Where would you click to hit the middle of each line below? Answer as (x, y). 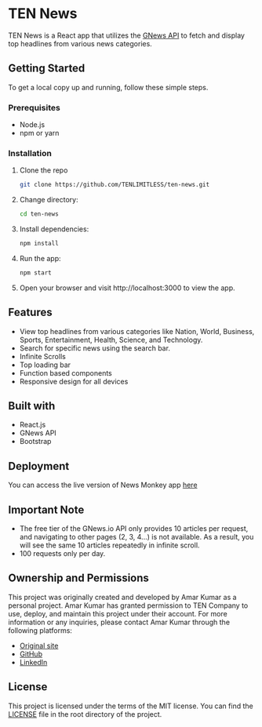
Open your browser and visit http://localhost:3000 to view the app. (127, 288)
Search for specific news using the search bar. (95, 348)
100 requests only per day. (62, 554)
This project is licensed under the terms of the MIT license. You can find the (131, 706)
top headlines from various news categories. (80, 43)
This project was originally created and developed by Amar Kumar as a (122, 597)
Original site (39, 645)
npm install (39, 244)
